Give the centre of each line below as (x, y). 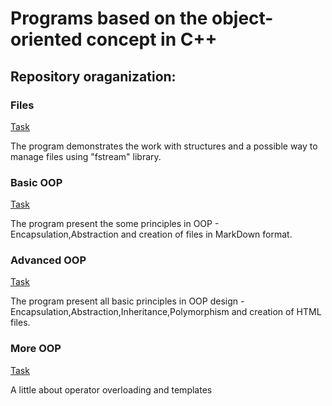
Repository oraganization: (93, 76)
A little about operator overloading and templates (111, 389)
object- (242, 18)
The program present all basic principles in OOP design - (127, 301)
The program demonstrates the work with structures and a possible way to (164, 146)
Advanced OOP (48, 260)
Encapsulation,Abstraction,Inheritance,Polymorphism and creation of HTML (166, 312)
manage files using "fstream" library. (86, 156)
